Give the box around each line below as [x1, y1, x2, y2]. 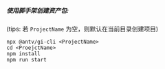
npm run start [6, 56, 47, 63]
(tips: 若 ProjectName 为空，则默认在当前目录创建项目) [6, 25, 159, 33]
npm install [6, 50, 41, 57]
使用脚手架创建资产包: [6, 6, 69, 14]
